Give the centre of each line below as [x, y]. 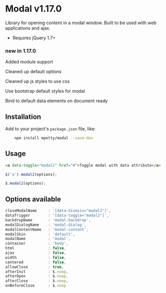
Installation [23, 117]
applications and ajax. [28, 28]
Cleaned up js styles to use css [37, 82]
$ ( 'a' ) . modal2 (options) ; [31, 174]
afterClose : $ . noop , [37, 281]
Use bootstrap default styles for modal [45, 91]
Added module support [29, 62]
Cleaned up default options [33, 71]
